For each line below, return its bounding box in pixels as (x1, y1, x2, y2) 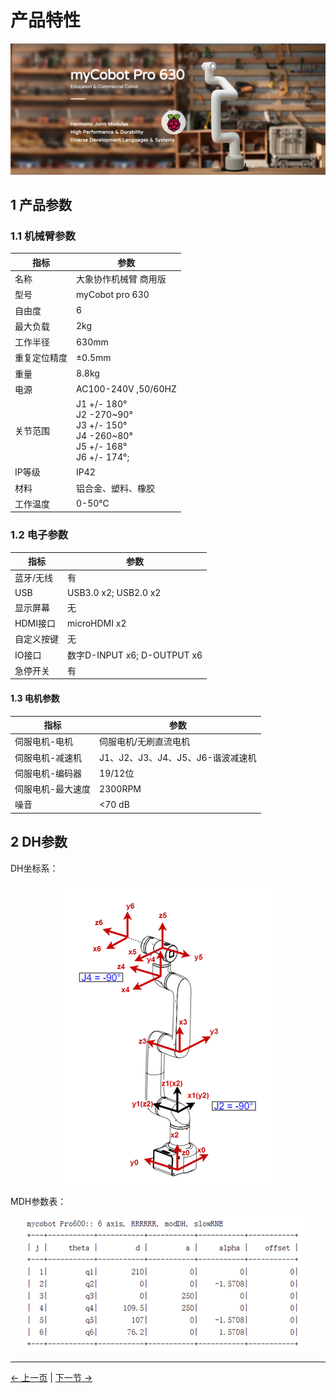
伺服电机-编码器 (14, 767, 83, 779)
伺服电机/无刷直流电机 (99, 736, 191, 748)
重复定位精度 (14, 352, 68, 364)
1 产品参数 (10, 197, 73, 213)
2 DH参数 (10, 834, 68, 851)
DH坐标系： (10, 862, 59, 874)
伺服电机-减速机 (14, 751, 83, 763)
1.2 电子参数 (10, 528, 69, 542)
